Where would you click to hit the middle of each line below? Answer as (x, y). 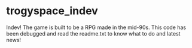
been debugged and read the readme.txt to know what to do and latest (93, 33)
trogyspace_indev (52, 11)
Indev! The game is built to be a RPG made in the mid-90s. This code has (96, 27)
